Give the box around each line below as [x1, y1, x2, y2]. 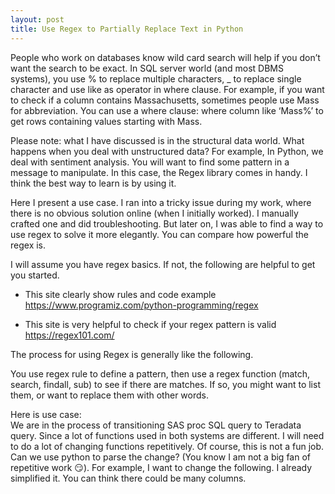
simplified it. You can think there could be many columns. [10, 472, 247, 484]
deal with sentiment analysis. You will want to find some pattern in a [10, 156, 290, 168]
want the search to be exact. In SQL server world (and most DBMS [10, 62, 284, 74]
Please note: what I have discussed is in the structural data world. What [10, 134, 305, 146]
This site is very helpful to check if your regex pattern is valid [24, 318, 277, 330]
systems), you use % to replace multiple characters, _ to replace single [10, 72, 302, 85]
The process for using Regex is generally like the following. [10, 348, 254, 360]
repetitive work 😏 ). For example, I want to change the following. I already [10, 461, 313, 473]
